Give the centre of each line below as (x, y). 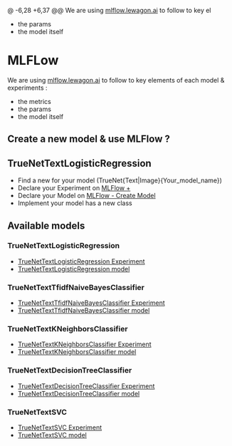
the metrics (34, 101)
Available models (46, 225)
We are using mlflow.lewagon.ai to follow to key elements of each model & (116, 80)
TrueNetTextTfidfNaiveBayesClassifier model (84, 311)
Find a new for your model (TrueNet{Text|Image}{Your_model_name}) (120, 180)
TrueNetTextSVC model (52, 435)
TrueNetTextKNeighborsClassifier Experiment (84, 344)
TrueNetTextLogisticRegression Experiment (81, 261)
